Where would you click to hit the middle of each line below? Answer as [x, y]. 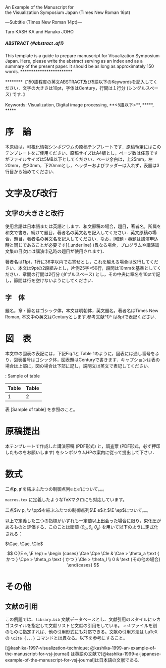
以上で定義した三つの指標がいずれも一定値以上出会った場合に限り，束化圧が [83, 521]
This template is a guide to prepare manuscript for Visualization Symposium [83, 55]
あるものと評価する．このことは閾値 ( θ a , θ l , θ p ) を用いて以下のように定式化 [82, 527]
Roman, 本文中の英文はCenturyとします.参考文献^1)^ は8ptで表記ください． [82, 317]
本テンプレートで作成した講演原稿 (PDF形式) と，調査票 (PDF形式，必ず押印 [83, 446]
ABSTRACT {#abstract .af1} [35, 43]
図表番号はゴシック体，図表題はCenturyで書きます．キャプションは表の [87, 360]
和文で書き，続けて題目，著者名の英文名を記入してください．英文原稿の [79, 232]
